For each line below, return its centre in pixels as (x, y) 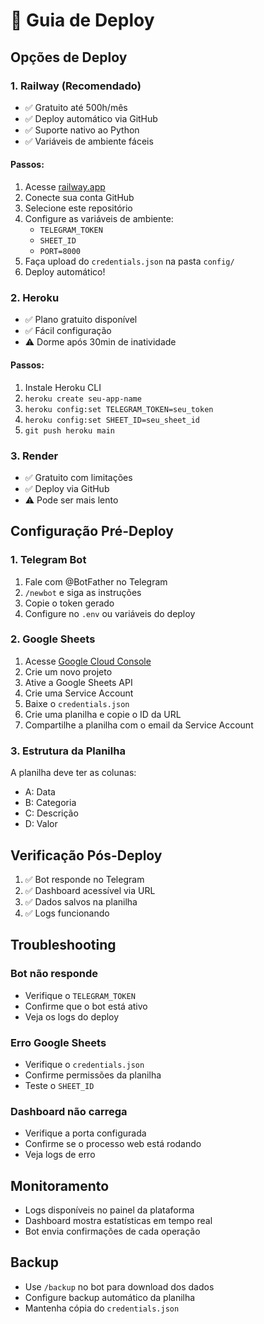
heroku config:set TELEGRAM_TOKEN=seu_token (119, 409)
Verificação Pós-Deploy (86, 855)
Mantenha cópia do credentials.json (102, 1308)
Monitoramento (60, 1185)
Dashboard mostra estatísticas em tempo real (118, 1221)
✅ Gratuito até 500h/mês (76, 107)
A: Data (40, 792)
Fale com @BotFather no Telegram (96, 581)
